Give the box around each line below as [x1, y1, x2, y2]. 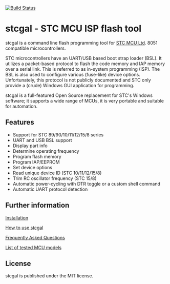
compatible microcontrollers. [5, 45, 66, 51]
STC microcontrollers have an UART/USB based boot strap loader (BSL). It [5, 55, 162, 61]
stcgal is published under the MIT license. [5, 273, 94, 279]
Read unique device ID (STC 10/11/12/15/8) [12, 170, 102, 176]
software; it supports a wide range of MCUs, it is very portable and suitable [5, 97, 164, 104]
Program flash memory [12, 153, 61, 159]
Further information [5, 201, 70, 210]
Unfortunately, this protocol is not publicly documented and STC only [5, 77, 151, 83]
